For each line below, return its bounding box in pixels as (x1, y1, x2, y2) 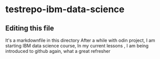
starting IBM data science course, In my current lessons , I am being (5, 43, 149, 49)
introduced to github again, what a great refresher (5, 48, 111, 54)
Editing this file (5, 24, 55, 33)
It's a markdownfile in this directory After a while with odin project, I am (5, 37, 155, 43)
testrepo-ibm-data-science (5, 4, 125, 15)
